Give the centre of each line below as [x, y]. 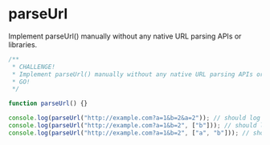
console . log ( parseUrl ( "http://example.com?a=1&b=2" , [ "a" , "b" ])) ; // [129, 133]
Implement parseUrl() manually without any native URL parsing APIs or [125, 36]
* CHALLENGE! [34, 66]
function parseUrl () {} [48, 104]
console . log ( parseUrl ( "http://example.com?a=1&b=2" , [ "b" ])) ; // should [133, 126]
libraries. [23, 44]
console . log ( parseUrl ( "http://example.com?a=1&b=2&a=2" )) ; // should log [135, 118]
